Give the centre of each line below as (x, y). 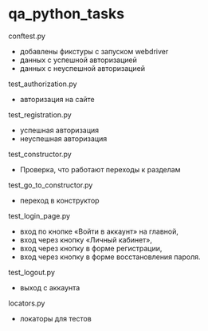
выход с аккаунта (50, 287)
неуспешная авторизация (63, 138)
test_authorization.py (43, 84)
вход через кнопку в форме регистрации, (91, 248)
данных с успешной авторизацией (78, 60)
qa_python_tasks (67, 14)
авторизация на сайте (57, 99)
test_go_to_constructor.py (51, 185)
